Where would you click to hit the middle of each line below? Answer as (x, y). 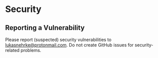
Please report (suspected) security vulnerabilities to (58, 39)
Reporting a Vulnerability (45, 28)
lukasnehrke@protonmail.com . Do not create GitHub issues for (69, 45)
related (12, 50)
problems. (31, 50)
